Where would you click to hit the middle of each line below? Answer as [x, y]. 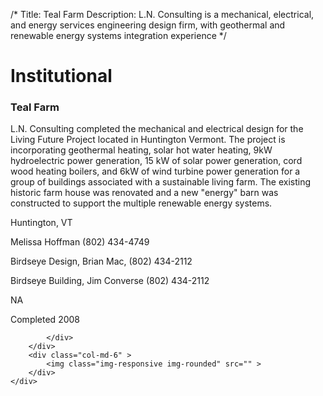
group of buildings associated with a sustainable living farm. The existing [160, 182]
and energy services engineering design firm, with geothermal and [148, 25]
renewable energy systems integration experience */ [118, 35]
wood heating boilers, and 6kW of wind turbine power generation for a [155, 171]
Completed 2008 [45, 320]
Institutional [61, 76]
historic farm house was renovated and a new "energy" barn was [144, 193]
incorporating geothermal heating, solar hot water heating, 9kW [141, 150]
